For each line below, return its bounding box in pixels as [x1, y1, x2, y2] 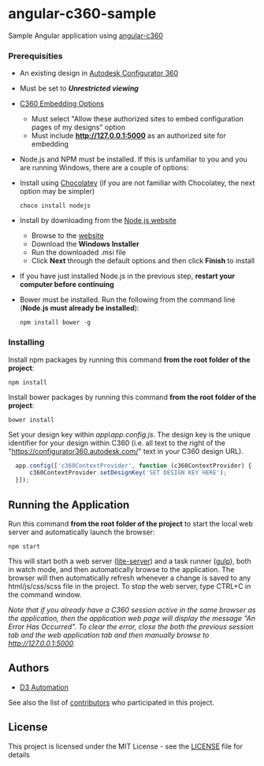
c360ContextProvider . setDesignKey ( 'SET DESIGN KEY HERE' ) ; [28, 469, 227, 477]
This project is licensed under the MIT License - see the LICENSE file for [8, 742, 243, 751]
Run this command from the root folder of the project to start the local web [8, 519, 254, 528]
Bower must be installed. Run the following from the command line [19, 295, 236, 304]
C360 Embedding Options [19, 99, 105, 109]
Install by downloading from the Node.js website [19, 216, 177, 225]
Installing [8, 337, 45, 348]
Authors [8, 661, 50, 675]
